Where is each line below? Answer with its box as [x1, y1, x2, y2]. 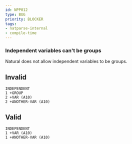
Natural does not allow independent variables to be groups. [5, 58, 127, 64]
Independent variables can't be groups [5, 47, 101, 54]
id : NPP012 [5, 7, 28, 12]
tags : [5, 21, 16, 26]
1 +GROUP [5, 90, 23, 95]
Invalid [5, 73, 26, 81]
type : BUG [5, 12, 26, 17]
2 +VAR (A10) [5, 95, 32, 100]
